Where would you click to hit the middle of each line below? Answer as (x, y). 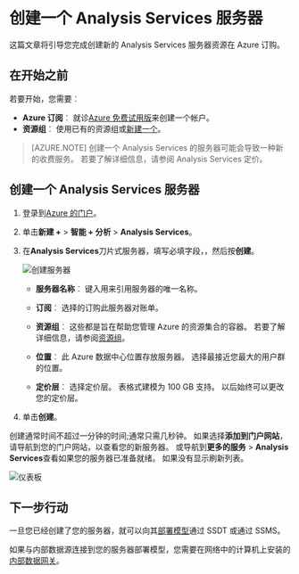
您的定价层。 (59, 398)
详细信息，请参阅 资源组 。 (83, 337)
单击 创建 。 (42, 416)
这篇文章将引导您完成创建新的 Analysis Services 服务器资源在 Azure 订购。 (147, 45)
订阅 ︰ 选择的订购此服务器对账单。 (99, 307)
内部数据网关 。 (37, 561)
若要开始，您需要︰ (45, 98)
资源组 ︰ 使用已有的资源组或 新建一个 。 (94, 128)
